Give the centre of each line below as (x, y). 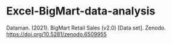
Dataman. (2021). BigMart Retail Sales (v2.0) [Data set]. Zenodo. (86, 28)
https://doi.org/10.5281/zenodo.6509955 (57, 34)
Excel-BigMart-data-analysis (81, 11)
